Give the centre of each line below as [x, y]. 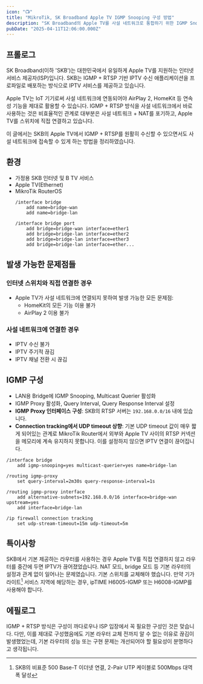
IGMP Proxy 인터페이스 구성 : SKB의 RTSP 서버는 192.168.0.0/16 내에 [98, 411]
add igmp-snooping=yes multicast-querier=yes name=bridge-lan [97, 465]
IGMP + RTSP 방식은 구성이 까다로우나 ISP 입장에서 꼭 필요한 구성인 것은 [92, 626]
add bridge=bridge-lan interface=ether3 [78, 239]
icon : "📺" [20, 12]
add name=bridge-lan [52, 213]
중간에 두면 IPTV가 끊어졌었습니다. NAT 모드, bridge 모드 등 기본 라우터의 [104, 567]
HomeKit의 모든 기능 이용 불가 [60, 305]
